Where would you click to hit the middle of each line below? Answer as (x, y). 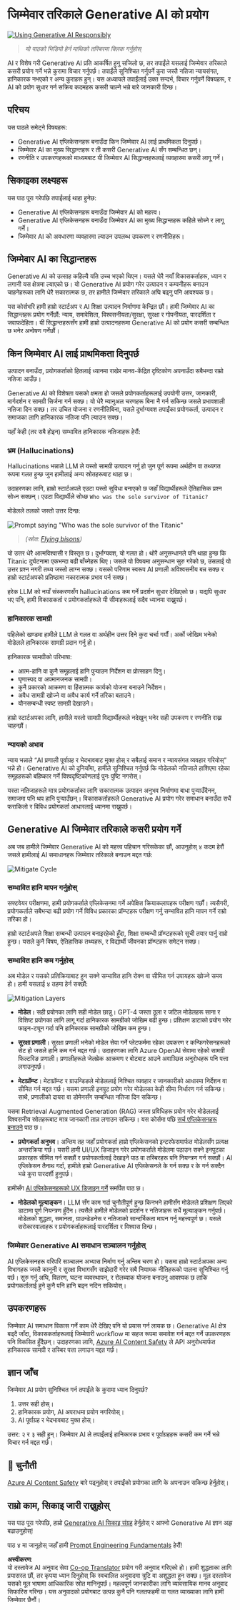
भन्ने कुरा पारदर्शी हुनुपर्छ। (45, 1174)
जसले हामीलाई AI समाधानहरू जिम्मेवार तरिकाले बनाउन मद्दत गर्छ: (80, 854)
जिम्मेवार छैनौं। (24, 1600)
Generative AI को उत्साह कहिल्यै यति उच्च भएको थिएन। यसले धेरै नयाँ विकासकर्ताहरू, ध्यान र (117, 276)
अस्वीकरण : (20, 1560)
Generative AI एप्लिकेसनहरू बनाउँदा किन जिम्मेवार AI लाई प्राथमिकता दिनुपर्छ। (110, 142)
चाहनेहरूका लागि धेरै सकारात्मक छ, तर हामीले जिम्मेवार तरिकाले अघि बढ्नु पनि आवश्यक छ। (111, 292)
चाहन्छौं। (17, 726)
